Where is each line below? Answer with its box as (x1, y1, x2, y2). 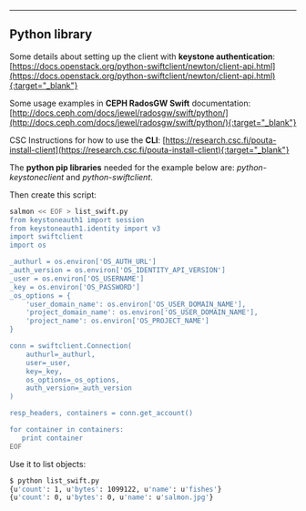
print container (21, 434, 84, 443)
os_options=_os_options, (25, 375, 120, 384)
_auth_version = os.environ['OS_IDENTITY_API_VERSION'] (9, 266, 226, 275)
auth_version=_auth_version (25, 383, 132, 393)
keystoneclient (9, 171, 65, 182)
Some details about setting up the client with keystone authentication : (9, 51, 276, 62)
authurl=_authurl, (25, 350, 96, 359)
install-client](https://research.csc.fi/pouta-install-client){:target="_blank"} (9, 144, 290, 155)
